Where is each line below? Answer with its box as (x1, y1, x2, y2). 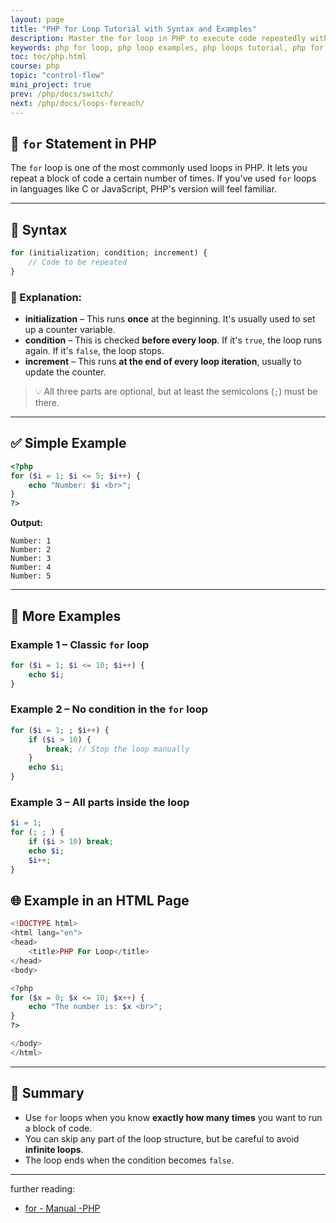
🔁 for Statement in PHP (10, 135, 157, 152)
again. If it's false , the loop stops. (24, 345, 165, 357)
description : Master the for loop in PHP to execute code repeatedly (10, 33, 307, 43)
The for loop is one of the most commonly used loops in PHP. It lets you (10, 162, 308, 174)
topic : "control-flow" (10, 71, 105, 81)
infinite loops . (24, 1143, 84, 1155)
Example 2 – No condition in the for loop (10, 702, 209, 716)
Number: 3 (10, 554, 52, 564)
